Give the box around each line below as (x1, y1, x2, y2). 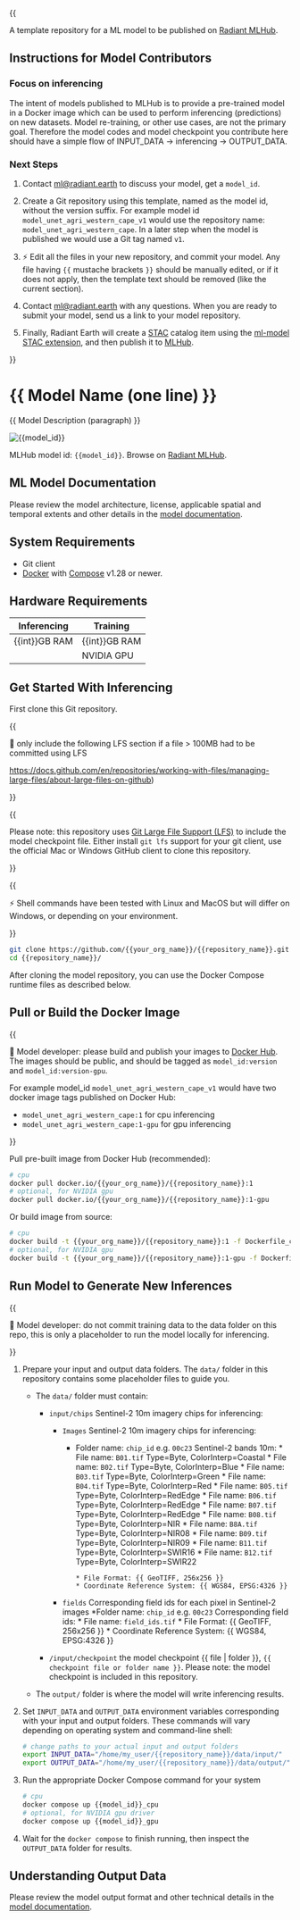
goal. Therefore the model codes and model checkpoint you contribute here (9, 126, 288, 137)
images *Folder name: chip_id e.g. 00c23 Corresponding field (62, 1607, 288, 1617)
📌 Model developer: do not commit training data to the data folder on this (9, 1319, 277, 1330)
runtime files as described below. (9, 979, 131, 989)
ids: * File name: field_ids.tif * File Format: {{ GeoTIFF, (62, 1615, 272, 1626)
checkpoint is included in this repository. (48, 1671, 198, 1682)
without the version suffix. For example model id (21, 205, 200, 215)
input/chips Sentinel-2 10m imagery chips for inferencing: (48, 1407, 263, 1418)
